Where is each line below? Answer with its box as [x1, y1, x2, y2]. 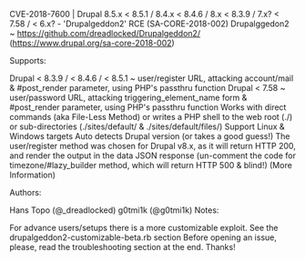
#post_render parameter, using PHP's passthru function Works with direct [9, 102, 287, 113]
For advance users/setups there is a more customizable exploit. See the [9, 223, 280, 233]
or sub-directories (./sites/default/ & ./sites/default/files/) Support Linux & [9, 121, 285, 132]
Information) [9, 169, 56, 180]
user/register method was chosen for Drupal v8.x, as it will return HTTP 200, [9, 141, 296, 151]
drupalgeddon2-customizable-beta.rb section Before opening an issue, [9, 232, 278, 243]
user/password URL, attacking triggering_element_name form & [9, 92, 248, 103]
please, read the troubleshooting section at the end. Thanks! [9, 242, 236, 252]
